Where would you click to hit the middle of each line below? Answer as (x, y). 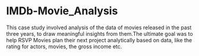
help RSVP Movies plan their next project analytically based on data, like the (99, 40)
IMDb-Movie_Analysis (62, 11)
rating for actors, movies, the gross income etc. (64, 46)
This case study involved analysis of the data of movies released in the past (99, 27)
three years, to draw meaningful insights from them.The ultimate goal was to (99, 33)
